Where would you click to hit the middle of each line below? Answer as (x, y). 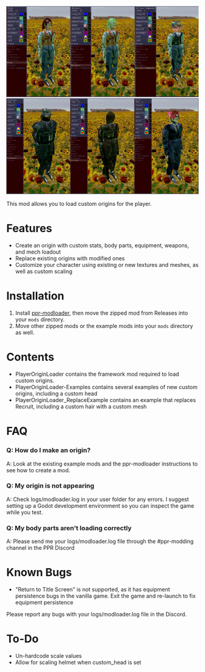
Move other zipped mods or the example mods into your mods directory (104, 326)
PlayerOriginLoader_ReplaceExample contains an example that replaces (106, 400)
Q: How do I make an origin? (49, 450)
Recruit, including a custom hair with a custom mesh (81, 407)
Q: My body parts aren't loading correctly (69, 528)
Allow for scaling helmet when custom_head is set (78, 662)
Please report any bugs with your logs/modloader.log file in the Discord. (97, 615)
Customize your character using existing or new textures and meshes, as (107, 265)
